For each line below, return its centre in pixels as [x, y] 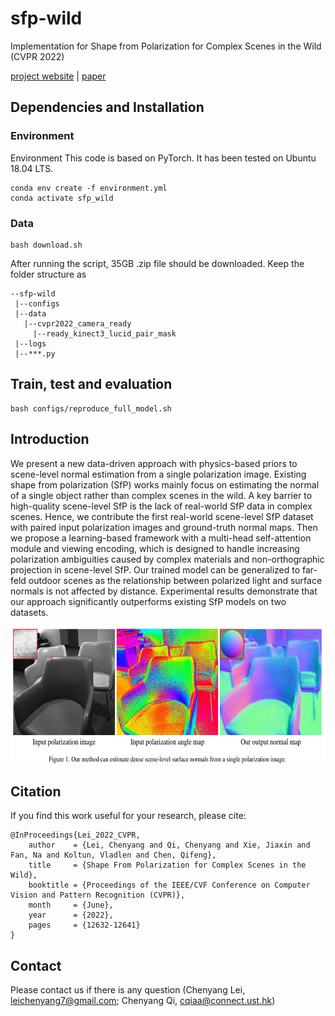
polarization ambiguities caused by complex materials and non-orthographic [167, 559]
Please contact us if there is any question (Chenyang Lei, [128, 990]
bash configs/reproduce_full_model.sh [91, 408]
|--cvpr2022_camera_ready [77, 323]
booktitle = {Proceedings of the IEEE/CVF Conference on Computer [169, 885]
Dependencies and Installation [107, 107]
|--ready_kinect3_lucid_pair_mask [104, 333]
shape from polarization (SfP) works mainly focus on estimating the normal [165, 484]
